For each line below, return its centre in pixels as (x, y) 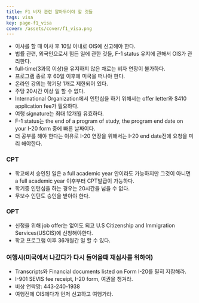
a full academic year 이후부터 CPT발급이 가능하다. (74, 181)
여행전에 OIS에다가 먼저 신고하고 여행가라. (64, 294)
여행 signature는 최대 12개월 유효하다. (59, 114)
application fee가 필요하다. (47, 106)
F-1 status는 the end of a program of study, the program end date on (99, 121)
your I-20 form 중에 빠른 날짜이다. (55, 129)
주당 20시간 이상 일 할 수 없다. (50, 91)
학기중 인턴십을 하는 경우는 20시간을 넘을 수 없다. (72, 188)
